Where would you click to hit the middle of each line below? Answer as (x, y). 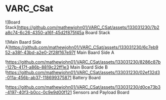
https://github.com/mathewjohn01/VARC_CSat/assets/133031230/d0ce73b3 (83, 87)
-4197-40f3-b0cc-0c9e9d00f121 (39, 92)
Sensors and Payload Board (101, 92)
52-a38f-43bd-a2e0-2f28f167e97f (40, 52)
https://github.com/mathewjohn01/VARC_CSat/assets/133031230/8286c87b (84, 62)
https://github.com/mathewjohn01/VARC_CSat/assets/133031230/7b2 (89, 27)
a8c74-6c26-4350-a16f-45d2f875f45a (45, 32)
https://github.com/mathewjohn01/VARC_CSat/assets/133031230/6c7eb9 (84, 47)
